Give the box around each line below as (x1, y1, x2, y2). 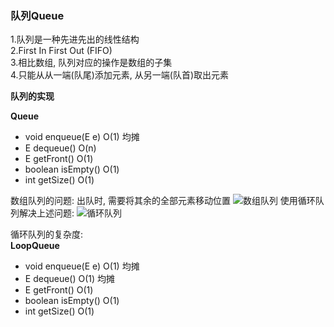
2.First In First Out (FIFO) (10, 45, 113, 57)
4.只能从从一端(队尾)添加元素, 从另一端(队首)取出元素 (10, 69, 230, 81)
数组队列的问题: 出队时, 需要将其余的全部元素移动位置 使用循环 (10, 195, 316, 207)
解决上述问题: (18, 207, 75, 219)
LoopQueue (10, 240, 60, 252)
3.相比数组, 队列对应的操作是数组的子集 (10, 57, 173, 69)
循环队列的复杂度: (10, 228, 84, 241)
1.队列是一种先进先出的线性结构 (10, 33, 140, 46)
